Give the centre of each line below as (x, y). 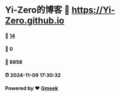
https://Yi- (94, 10)
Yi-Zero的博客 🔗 (37, 10)
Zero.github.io (35, 21)
